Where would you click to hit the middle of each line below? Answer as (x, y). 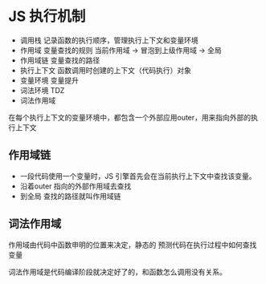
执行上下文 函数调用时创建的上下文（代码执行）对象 (105, 70)
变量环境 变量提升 (49, 80)
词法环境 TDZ (42, 90)
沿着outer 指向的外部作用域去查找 (76, 186)
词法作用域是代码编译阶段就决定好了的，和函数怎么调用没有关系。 (117, 272)
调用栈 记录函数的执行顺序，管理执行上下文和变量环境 (109, 40)
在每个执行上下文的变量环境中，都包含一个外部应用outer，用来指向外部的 (130, 117)
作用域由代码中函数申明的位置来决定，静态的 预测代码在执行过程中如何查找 (133, 245)
